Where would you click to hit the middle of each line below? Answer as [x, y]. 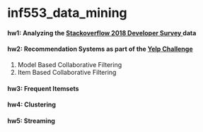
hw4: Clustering [32, 104]
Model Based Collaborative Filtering [70, 64]
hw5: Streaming [31, 121]
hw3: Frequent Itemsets [43, 88]
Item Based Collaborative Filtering [67, 72]
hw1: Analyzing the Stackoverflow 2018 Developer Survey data [102, 32]
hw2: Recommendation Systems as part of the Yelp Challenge [100, 49]
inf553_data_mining [67, 13]
